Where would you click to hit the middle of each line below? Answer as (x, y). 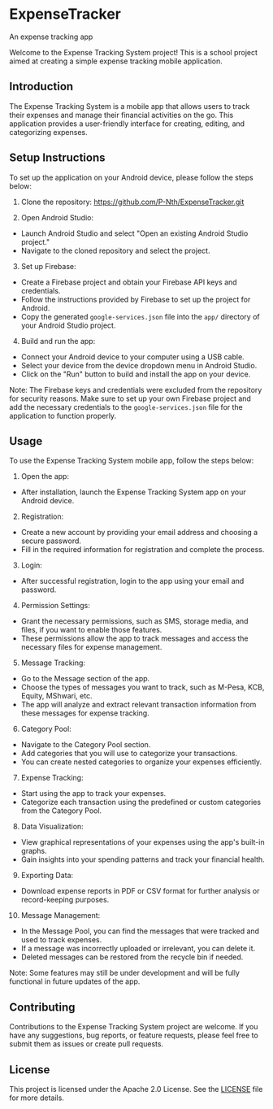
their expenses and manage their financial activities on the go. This (121, 115)
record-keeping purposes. (65, 900)
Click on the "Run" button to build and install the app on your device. (136, 374)
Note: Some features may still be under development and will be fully (125, 973)
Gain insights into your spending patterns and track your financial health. (143, 859)
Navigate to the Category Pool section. (86, 745)
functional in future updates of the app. (75, 981)
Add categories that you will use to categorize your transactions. (129, 754)
